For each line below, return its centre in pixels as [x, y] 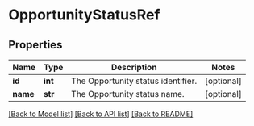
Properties [35, 45]
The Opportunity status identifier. [134, 81]
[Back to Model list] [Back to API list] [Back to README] [101, 114]
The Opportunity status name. [128, 94]
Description [134, 67]
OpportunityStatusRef [84, 15]
